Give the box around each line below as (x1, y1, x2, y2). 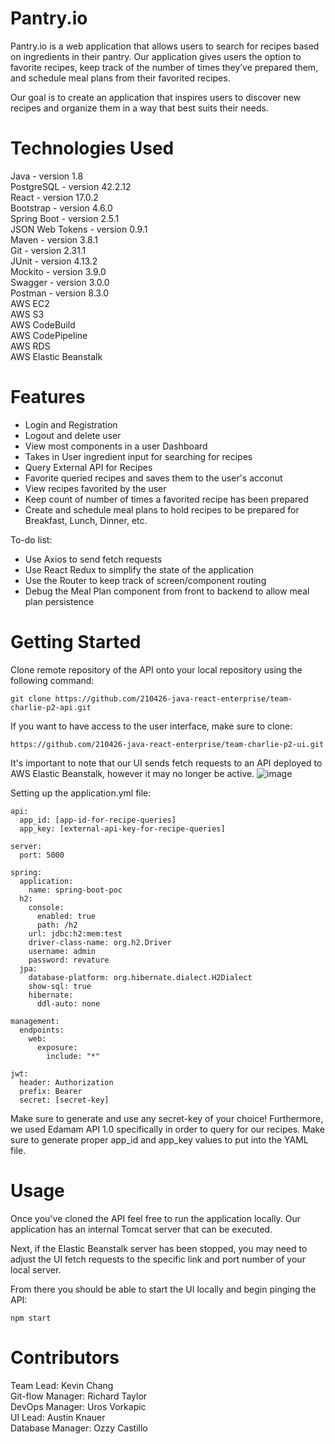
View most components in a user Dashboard (24, 440, 208, 452)
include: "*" (46, 1051, 101, 1061)
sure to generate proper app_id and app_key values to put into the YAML (10, 1133, 309, 1146)
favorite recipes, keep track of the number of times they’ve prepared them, (10, 61, 319, 73)
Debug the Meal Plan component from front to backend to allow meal (24, 585, 310, 597)
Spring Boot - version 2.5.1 (10, 212, 120, 224)
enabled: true (36, 911, 97, 921)
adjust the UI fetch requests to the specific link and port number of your (10, 1253, 306, 1265)
